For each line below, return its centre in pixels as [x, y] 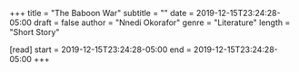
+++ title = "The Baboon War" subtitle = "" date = [102, 13]
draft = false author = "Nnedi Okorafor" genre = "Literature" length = [162, 22]
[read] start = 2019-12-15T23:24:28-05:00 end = [101, 49]
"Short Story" [35, 32]
